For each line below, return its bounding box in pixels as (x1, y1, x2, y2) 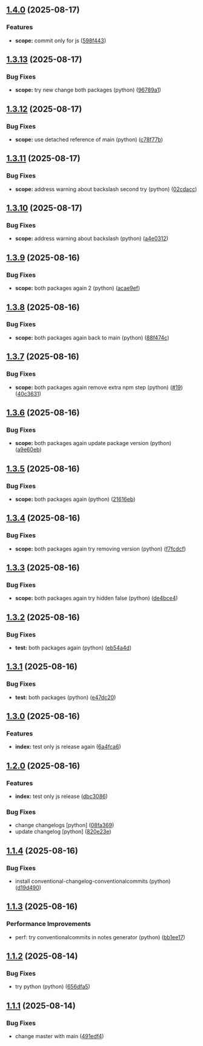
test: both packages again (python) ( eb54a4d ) (15, 644, 132, 651)
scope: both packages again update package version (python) (15, 440, 171, 447)
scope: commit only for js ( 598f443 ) (15, 36, 107, 44)
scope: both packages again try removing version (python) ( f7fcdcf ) (15, 545, 186, 552)
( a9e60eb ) (15, 446, 42, 454)
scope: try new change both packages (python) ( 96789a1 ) (15, 86, 162, 93)
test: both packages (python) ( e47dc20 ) (15, 694, 116, 701)
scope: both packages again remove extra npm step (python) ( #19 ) (15, 383, 183, 391)
